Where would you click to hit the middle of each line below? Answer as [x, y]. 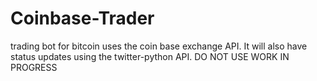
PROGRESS [34, 67]
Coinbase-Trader [82, 18]
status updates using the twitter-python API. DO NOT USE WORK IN [150, 56]
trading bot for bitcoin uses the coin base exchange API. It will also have [159, 46]
